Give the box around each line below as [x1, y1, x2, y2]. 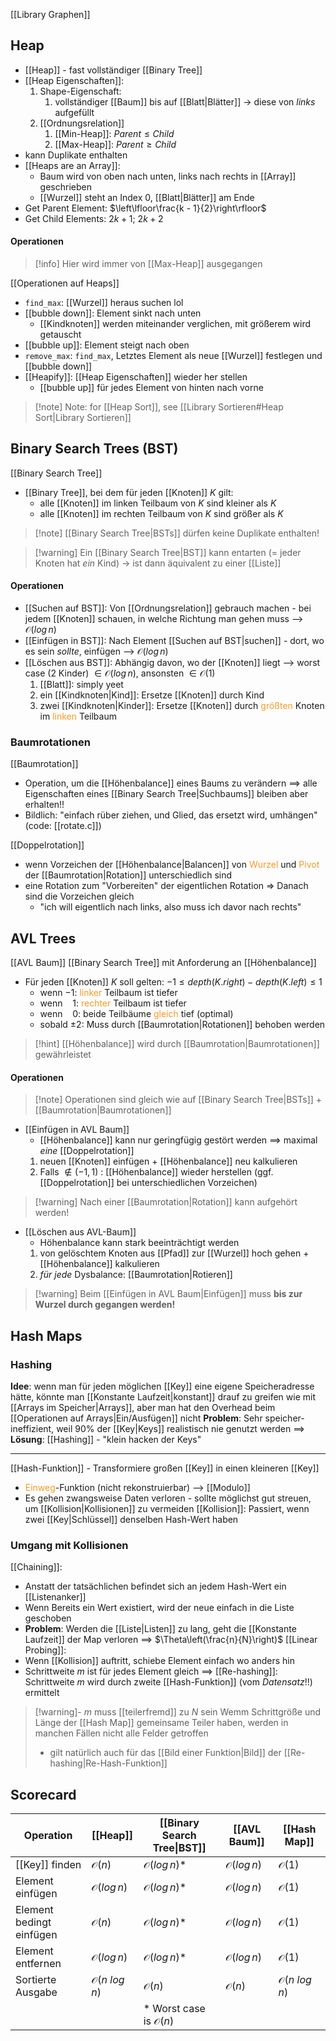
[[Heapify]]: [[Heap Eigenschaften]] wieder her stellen [24, 371, 248, 383]
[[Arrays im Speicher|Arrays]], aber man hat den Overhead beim [10, 1402, 276, 1414]
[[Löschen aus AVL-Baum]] [24, 1226, 137, 1238]
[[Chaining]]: [10, 1561, 63, 1573]
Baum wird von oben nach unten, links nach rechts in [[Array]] [39, 170, 297, 182]
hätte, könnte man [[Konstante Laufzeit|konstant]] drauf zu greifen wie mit [10, 1391, 316, 1403]
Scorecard [10, 1786, 77, 1803]
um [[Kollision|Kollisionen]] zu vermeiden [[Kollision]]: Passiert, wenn [24, 1503, 310, 1515]
